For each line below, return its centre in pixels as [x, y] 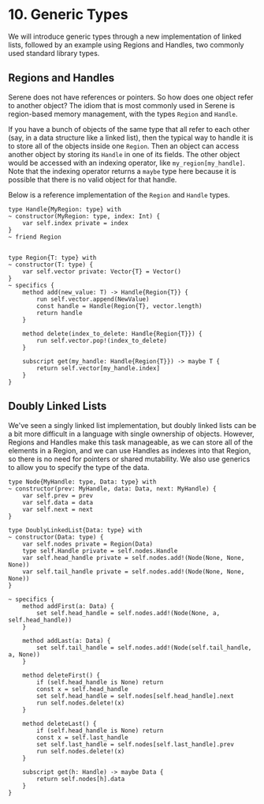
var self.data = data [58, 502]
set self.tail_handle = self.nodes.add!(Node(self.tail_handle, [144, 648]
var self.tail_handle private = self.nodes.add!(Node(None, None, [134, 571]
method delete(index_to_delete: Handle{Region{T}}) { [112, 333]
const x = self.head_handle [82, 689]
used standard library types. [54, 53]
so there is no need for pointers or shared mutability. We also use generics [129, 459]
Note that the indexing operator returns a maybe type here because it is [122, 171]
